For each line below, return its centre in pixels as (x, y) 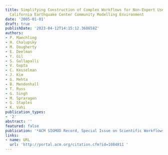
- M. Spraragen (21, 98)
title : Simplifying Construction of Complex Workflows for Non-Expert (80, 10)
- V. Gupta (16, 65)
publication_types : (25, 112)
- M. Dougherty (21, 47)
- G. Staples (19, 103)
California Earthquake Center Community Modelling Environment (77, 14)
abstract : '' (19, 121)
